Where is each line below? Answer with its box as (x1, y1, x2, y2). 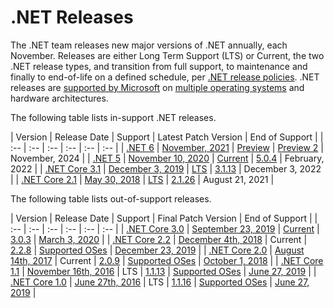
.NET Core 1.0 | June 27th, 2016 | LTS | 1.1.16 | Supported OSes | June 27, (10, 276, 310, 288)
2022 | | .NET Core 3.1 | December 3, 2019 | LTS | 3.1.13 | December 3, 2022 (10, 162, 322, 175)
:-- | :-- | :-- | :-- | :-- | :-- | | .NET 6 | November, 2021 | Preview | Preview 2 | (10, 141, 324, 153)
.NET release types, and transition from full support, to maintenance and (10, 60, 308, 72)
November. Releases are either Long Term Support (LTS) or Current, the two (10, 49, 325, 61)
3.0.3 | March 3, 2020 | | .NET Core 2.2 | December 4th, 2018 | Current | (10, 233, 308, 245)
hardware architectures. (10, 92, 109, 104)
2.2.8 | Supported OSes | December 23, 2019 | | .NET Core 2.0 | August (10, 244, 305, 256)
